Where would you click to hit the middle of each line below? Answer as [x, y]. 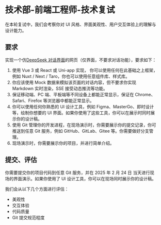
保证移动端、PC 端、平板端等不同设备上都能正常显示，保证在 [73, 94]
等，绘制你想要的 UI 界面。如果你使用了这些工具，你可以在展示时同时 [81, 113]
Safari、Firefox [27, 101]
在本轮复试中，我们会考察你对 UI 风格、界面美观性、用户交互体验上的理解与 [81, 24]
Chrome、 [145, 94]
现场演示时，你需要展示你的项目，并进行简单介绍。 [63, 143]
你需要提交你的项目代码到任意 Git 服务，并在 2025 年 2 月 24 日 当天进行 [78, 173]
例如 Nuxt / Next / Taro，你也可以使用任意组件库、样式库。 [71, 76]
